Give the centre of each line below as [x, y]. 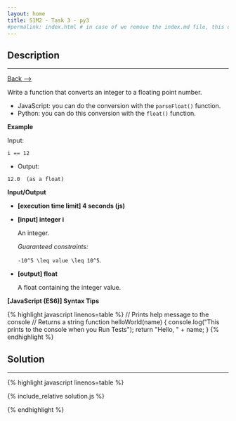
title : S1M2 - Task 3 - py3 [48, 20]
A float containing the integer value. [69, 288]
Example [20, 127]
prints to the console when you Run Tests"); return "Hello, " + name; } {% [113, 330]
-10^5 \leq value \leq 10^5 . [59, 260]
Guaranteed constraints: [53, 247]
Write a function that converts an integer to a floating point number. [105, 93]
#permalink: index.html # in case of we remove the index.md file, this [116, 27]
